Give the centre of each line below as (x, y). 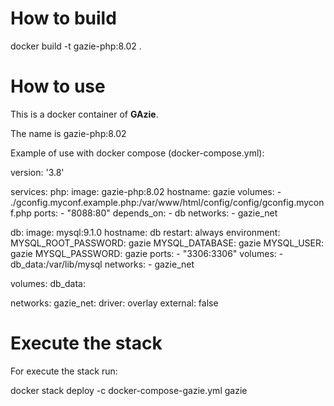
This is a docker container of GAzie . (84, 114)
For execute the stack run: (64, 371)
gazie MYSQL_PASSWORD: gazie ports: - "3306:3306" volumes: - (147, 253)
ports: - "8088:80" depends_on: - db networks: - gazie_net (155, 213)
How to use (58, 86)
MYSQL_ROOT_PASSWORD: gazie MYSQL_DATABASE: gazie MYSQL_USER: (167, 243)
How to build (63, 18)
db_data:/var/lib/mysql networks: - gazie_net (102, 264)
